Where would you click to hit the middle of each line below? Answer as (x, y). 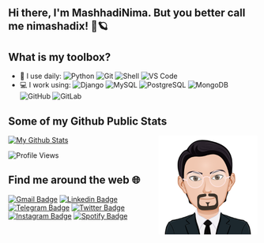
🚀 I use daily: (40, 76)
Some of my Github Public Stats (88, 121)
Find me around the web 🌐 (74, 180)
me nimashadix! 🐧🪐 (58, 26)
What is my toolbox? (60, 57)
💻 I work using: (45, 85)
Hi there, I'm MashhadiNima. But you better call (127, 13)
